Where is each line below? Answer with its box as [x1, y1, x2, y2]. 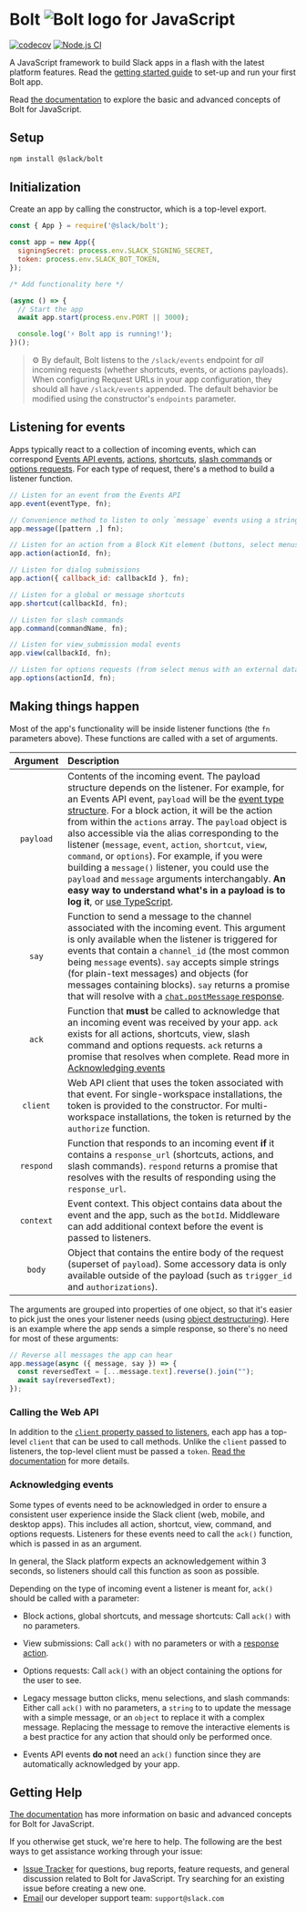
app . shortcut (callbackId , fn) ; [9, 598, 128, 608]
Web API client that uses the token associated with [67, 1076, 284, 1089]
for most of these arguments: [9, 1332, 119, 1344]
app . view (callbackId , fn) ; [9, 648, 112, 658]
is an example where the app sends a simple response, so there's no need [9, 1323, 289, 1334]
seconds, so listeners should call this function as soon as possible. [9, 1565, 260, 1576]
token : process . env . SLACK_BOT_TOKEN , [17, 255, 161, 264]
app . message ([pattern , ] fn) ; [9, 524, 125, 533]
